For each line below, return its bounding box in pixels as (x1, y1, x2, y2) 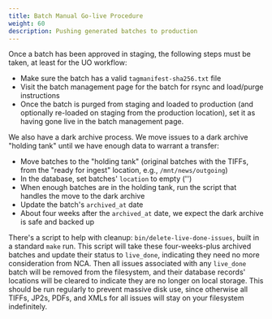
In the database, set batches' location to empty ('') (19, 174, 192, 183)
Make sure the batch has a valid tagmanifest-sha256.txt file (19, 74, 222, 84)
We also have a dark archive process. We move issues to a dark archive (8, 132, 248, 142)
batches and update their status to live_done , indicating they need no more (8, 250, 260, 260)
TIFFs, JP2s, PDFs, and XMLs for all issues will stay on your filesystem (8, 293, 244, 303)
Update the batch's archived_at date (19, 200, 144, 209)
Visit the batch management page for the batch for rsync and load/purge (19, 82, 264, 92)
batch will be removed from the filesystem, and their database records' (8, 267, 246, 277)
